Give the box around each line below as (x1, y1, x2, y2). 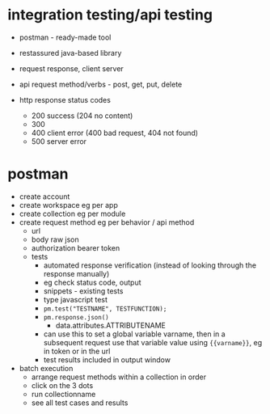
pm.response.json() (43, 313, 110, 321)
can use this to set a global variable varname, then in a (43, 329, 226, 339)
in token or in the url (43, 346, 111, 356)
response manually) (43, 268, 110, 278)
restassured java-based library (19, 48, 122, 57)
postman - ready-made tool (19, 32, 112, 42)
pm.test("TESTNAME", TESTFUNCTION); (43, 305, 167, 313)
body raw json (31, 234, 79, 244)
